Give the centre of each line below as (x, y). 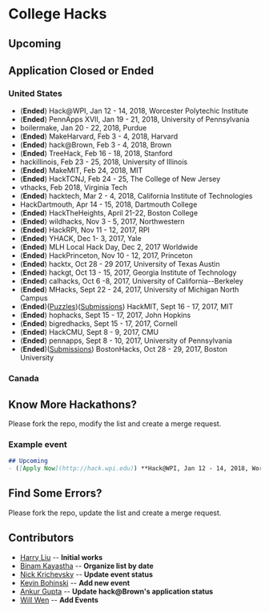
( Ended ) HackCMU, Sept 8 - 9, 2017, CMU (89, 332)
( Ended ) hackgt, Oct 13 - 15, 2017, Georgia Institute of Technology (128, 272)
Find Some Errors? (55, 493)
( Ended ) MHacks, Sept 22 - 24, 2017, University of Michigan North (129, 290)
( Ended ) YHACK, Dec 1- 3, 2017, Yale (80, 239)
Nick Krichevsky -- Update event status (86, 574)
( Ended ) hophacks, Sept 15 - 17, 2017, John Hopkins (105, 315)
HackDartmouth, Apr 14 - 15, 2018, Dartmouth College (108, 204)
